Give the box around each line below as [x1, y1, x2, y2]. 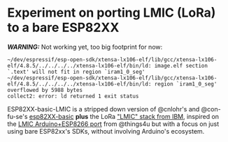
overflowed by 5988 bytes [7, 86, 83, 93]
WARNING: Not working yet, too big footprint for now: [7, 42, 163, 51]
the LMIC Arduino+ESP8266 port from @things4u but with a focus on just [7, 120, 220, 128]
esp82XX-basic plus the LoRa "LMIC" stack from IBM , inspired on [29, 112, 219, 120]
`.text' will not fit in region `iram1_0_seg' [7, 68, 145, 75]
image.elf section [154, 62, 208, 69]
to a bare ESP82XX [7, 19, 120, 35]
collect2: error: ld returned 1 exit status [7, 93, 139, 100]
